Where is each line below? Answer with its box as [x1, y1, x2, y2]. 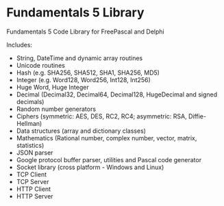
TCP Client [16, 170, 47, 179]
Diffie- [188, 112, 207, 120]
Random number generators [16, 105, 97, 113]
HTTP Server [16, 192, 53, 200]
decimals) [16, 97, 45, 105]
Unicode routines [16, 61, 66, 69]
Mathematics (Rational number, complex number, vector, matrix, [16, 133, 197, 142]
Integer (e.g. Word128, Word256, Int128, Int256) [16, 75, 151, 83]
